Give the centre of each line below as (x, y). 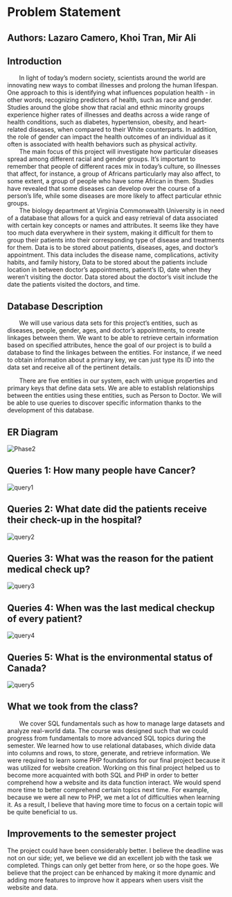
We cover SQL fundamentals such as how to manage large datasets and (122, 723)
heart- (198, 122)
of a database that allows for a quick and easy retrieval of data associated (113, 218)
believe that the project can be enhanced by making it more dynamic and (111, 873)
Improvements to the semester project (92, 834)
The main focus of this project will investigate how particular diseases (118, 152)
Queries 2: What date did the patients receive (107, 509)
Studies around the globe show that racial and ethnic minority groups (106, 108)
